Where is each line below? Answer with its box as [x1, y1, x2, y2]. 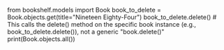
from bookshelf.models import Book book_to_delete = [7, 6, 162, 14]
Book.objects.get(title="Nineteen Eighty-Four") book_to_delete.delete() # [7, 13, 217, 21]
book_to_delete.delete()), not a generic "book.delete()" [7, 27, 165, 36]
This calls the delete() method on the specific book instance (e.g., [7, 21, 197, 28]
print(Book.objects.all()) [7, 35, 75, 43]
